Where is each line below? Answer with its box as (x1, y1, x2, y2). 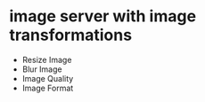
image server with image (9, 6, 197, 27)
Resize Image (21, 54, 72, 65)
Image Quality (21, 73, 74, 83)
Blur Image (21, 64, 62, 75)
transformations (9, 25, 132, 45)
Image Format (21, 82, 74, 93)
